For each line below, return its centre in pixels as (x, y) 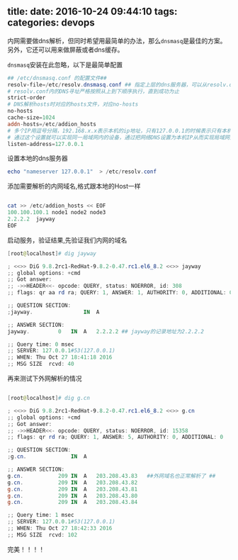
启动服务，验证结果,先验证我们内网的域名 (67, 240)
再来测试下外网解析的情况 (45, 379)
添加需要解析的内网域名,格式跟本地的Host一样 (74, 186)
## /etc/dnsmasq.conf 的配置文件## (57, 78)
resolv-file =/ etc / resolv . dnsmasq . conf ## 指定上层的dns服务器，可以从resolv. (118, 84)
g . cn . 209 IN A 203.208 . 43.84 (73, 503)
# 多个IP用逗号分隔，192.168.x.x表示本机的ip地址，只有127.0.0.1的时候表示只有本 (117, 130)
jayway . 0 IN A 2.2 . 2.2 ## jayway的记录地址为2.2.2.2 (106, 331)
